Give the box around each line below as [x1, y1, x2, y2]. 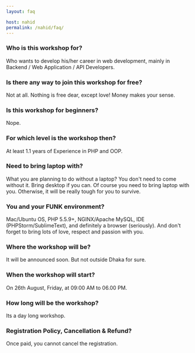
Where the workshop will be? [6, 243, 91, 251]
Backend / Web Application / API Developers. [6, 63, 115, 70]
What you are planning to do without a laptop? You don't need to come [6, 175, 177, 182]
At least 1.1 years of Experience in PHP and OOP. [6, 147, 123, 154]
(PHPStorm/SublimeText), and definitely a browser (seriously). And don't [6, 222, 181, 229]
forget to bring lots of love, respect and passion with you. [6, 228, 145, 235]
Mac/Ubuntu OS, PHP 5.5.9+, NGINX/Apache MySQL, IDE [6, 216, 145, 223]
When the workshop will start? [6, 271, 95, 279]
